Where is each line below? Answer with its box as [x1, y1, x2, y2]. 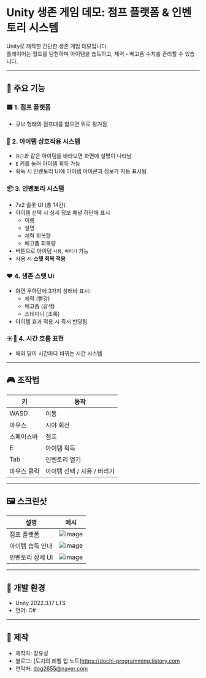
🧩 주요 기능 [6, 83, 46, 94]
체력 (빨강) [24, 295, 50, 302]
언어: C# [15, 607, 36, 614]
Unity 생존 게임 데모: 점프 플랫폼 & [6, 6, 170, 20]
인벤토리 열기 [45, 455, 82, 464]
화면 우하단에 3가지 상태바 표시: [15, 287, 91, 295]
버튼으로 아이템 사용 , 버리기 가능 [15, 247, 89, 255]
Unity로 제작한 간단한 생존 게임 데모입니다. [6, 42, 109, 50]
